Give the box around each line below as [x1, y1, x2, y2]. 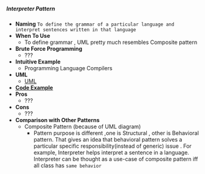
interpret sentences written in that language [15, 26, 136, 33]
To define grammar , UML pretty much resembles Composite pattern [24, 38, 198, 46]
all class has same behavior [33, 162, 102, 169]
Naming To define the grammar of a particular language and [15, 20, 174, 27]
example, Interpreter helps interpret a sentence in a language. [33, 148, 190, 156]
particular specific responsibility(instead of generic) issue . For [33, 142, 192, 150]
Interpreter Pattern [6, 5, 56, 12]
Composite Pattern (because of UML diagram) [24, 123, 141, 130]
